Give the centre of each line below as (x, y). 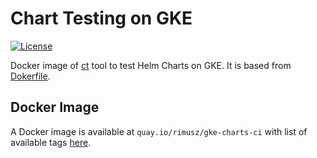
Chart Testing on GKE (101, 18)
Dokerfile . (30, 76)
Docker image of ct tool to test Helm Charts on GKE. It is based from (151, 65)
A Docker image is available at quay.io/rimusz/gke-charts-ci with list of (159, 131)
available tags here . (51, 142)
